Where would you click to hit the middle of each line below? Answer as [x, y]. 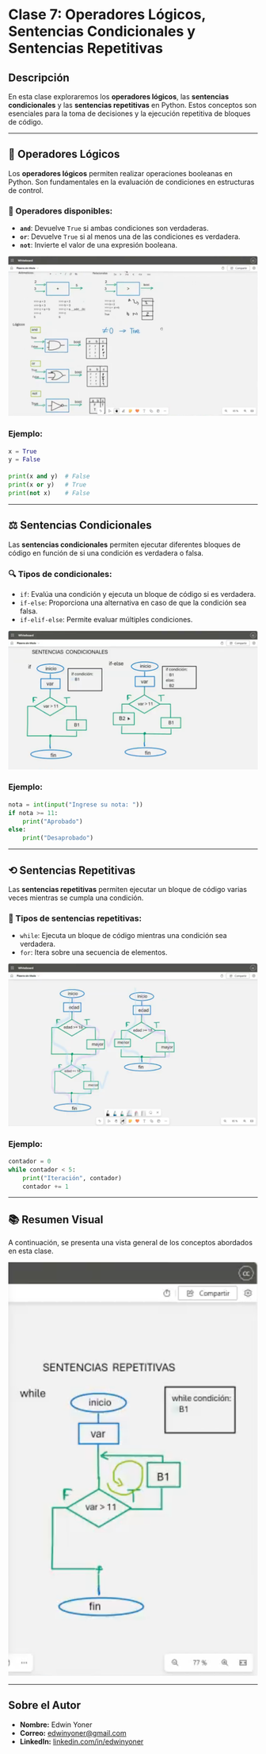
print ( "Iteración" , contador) [72, 1178]
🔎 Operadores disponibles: [61, 210]
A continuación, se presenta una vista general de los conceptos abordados [131, 1243]
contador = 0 [30, 1161]
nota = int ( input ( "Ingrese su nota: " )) [76, 804]
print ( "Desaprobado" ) [58, 838]
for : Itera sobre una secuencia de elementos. [93, 952]
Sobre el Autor [45, 1705]
